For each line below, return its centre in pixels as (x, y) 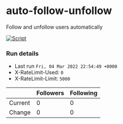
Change (20, 112)
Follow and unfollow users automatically (54, 27)
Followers (50, 93)
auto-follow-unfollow (59, 11)
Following (84, 93)
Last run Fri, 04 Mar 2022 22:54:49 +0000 (66, 66)
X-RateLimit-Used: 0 (39, 73)
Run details (23, 53)
